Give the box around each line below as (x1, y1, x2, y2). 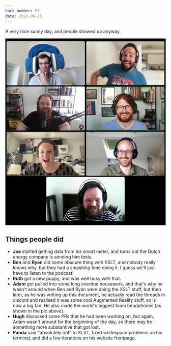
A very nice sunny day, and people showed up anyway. (5, 28, 121, 34)
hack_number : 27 (5, 8, 40, 13)
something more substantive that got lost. (12, 324, 100, 330)
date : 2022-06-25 (5, 13, 42, 19)
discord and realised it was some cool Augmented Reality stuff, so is (12, 297, 156, 303)
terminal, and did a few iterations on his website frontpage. (12, 335, 136, 341)
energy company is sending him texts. (12, 254, 93, 260)
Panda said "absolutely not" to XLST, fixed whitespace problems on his (12, 330, 163, 336)
